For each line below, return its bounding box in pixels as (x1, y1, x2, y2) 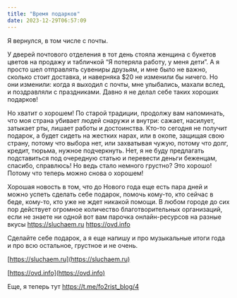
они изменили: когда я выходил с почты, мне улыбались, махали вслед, (7, 80, 226, 88)
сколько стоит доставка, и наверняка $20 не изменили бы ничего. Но (7, 72, 219, 81)
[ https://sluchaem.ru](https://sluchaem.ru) (7, 255, 130, 263)
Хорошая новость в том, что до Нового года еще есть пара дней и (7, 182, 208, 191)
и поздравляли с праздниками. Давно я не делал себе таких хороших (7, 88, 219, 96)
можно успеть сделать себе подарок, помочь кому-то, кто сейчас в (7, 190, 214, 198)
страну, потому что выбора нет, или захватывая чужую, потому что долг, (7, 138, 229, 147)
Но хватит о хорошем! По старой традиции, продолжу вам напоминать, (7, 109, 225, 117)
